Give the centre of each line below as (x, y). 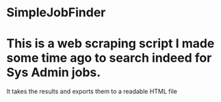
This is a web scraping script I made (110, 44)
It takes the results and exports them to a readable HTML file (92, 91)
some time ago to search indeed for (109, 58)
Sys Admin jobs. (54, 72)
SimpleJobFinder (56, 13)
